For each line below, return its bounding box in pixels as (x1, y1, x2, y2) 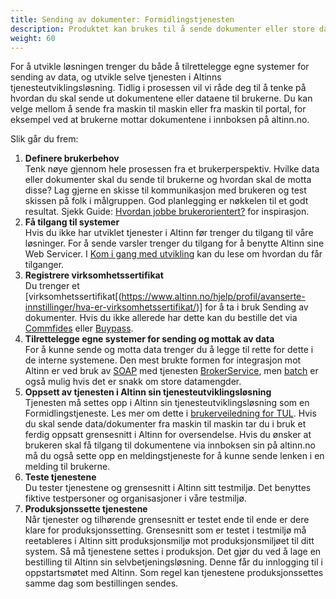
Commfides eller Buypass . (24, 322, 134, 335)
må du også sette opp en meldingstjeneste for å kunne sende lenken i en (24, 450, 325, 462)
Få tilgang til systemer (24, 216, 120, 228)
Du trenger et (24, 280, 80, 292)
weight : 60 (10, 33, 56, 43)
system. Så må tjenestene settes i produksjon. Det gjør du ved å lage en (24, 546, 322, 558)
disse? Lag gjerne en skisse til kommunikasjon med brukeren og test (24, 184, 307, 196)
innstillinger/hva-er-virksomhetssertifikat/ (24, 301, 197, 313)
